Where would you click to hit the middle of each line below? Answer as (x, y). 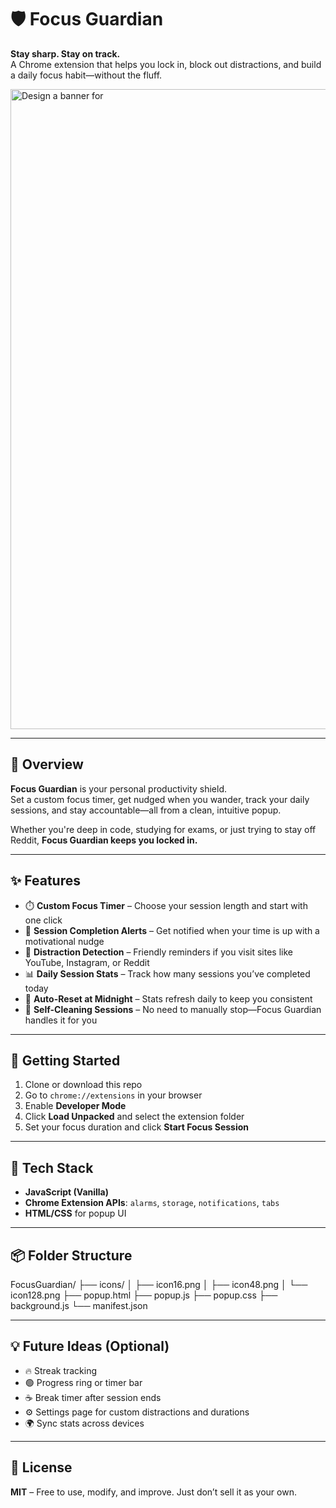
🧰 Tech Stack (52, 1167)
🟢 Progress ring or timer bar (83, 1382)
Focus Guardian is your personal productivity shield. (119, 788)
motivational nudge (64, 941)
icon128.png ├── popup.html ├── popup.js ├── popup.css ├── (144, 1295)
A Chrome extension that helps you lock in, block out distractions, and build (166, 64)
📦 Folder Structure (71, 1255)
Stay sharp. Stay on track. (65, 53)
